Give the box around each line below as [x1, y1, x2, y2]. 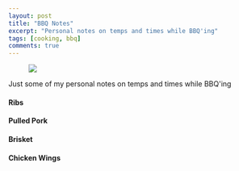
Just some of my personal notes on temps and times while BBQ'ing [8, 79, 232, 89]
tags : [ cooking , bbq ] [8, 34, 82, 43]
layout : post [8, 11, 52, 20]
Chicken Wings [8, 152, 61, 162]
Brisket [8, 134, 33, 144]
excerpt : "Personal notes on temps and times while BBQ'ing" [8, 27, 219, 35]
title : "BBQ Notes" [8, 19, 74, 27]
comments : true [8, 42, 60, 50]
